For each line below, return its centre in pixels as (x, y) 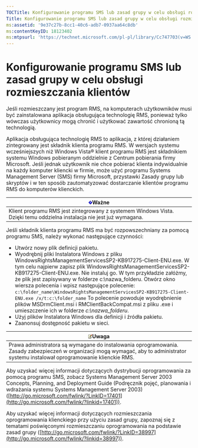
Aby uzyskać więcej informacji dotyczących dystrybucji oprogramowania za (98, 370)
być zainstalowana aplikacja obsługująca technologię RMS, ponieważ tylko (97, 115)
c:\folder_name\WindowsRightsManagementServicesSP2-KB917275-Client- (102, 292)
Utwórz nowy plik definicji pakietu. (57, 248)
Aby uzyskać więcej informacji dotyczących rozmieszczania (79, 413)
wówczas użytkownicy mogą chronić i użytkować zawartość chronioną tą (95, 122)
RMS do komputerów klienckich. (45, 189)
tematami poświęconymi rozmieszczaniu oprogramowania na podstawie (94, 426)
